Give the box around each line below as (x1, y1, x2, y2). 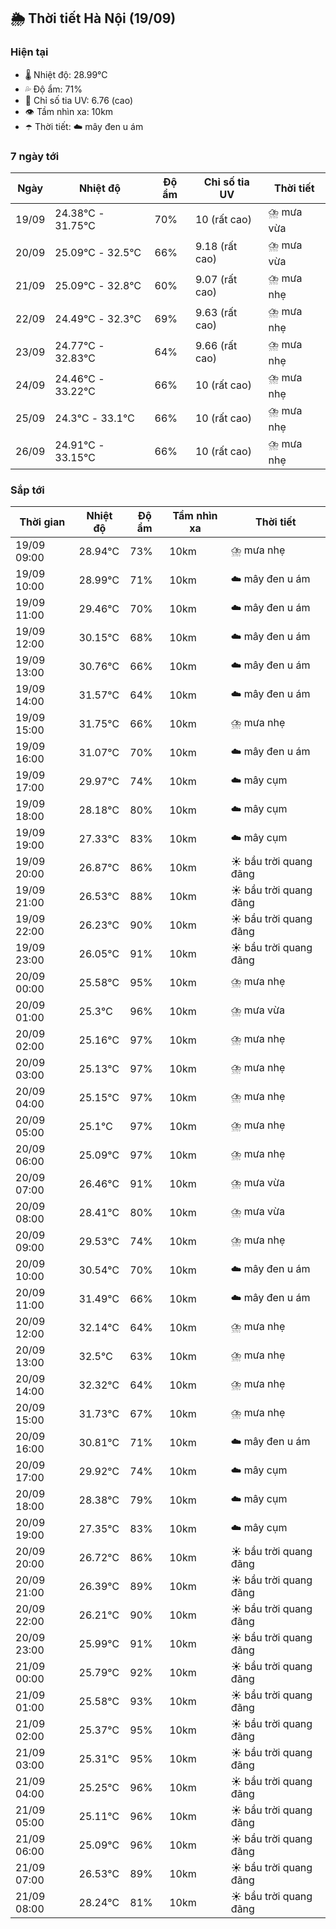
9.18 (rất (194, 240, 238, 254)
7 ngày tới (10, 149, 60, 163)
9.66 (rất (194, 339, 238, 353)
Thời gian (19, 515, 66, 529)
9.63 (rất (194, 306, 238, 320)
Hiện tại (10, 45, 49, 59)
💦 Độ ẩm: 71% (24, 83, 83, 95)
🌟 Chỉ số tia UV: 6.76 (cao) (24, 94, 134, 106)
